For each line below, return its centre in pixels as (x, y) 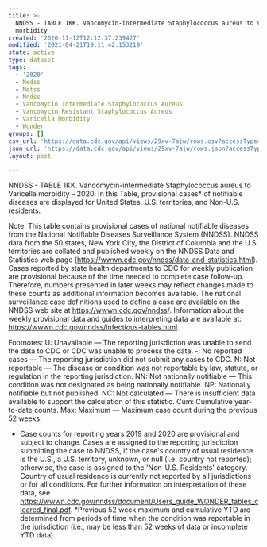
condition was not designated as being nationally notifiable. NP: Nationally (130, 385)
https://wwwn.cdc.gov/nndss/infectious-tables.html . (94, 327)
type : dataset (32, 60)
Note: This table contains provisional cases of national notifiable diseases (128, 226)
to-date (21, 410)
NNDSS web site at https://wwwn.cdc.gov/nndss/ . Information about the (126, 310)
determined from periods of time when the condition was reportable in (135, 518)
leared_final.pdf (45, 510)
